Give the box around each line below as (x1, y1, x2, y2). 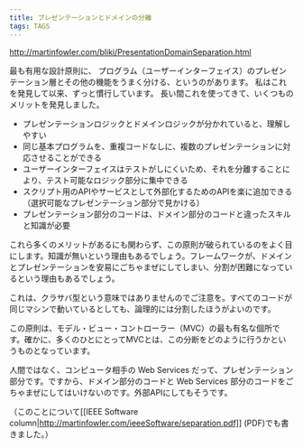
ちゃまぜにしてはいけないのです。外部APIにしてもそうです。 (9, 387, 233, 397)
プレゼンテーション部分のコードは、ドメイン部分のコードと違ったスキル (22, 209, 291, 219)
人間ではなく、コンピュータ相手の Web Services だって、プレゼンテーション (9, 364, 294, 375)
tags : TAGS (9, 22, 50, 31)
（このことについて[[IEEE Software (9, 406, 139, 416)
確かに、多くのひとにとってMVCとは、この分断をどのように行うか (23, 333, 271, 344)
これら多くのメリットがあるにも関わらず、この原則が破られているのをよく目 (9, 238, 293, 249)
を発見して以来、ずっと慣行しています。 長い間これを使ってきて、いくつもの (9, 88, 294, 98)
